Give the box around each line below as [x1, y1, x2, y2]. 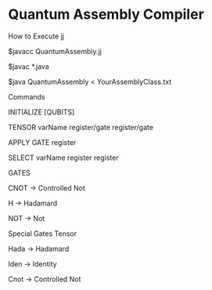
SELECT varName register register [8, 153, 119, 162]
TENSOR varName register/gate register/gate [8, 122, 154, 132]
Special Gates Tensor [8, 229, 77, 238]
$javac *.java [8, 61, 49, 71]
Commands [8, 92, 45, 101]
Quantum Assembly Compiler [8, 5, 205, 24]
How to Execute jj [8, 31, 65, 41]
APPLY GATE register [8, 137, 77, 147]
